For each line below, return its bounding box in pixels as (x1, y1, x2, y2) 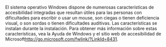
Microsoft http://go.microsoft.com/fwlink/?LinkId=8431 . (5, 36, 119, 42)
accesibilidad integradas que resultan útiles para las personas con (5, 9, 142, 15)
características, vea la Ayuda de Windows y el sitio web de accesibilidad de (5, 31, 161, 36)
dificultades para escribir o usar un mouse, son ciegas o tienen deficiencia (5, 15, 159, 20)
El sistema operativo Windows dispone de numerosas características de (5, 4, 154, 10)
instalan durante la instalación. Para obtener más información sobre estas (5, 25, 157, 31)
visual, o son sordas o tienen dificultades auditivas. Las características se (5, 20, 157, 26)
